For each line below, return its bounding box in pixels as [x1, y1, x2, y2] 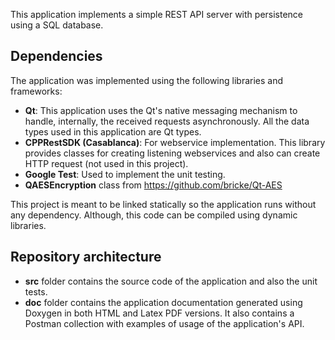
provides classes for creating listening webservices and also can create [24, 147, 321, 159]
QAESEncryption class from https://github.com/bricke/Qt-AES [24, 179, 283, 191]
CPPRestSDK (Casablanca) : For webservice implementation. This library [24, 136, 326, 148]
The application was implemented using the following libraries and [10, 74, 284, 86]
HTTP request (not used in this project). [24, 157, 189, 169]
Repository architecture [10, 249, 162, 266]
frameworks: [10, 85, 63, 97]
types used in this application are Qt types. [24, 125, 202, 138]
